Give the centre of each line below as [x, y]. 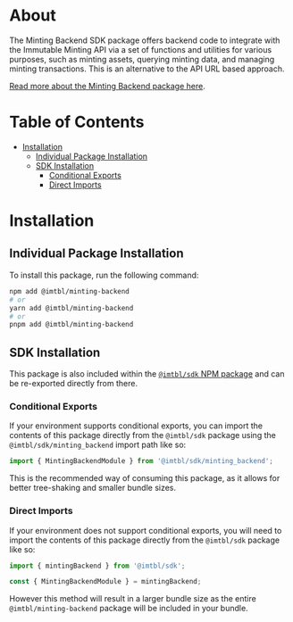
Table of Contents [77, 122]
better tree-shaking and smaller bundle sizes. [93, 488]
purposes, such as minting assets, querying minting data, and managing [142, 59]
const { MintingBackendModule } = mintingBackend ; [105, 582]
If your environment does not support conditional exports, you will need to [146, 530]
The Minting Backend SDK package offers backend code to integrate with [145, 40]
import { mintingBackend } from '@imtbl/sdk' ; [97, 566]
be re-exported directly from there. [74, 384]
